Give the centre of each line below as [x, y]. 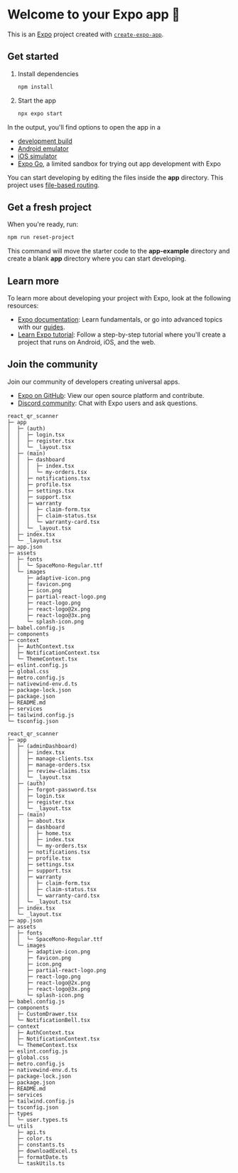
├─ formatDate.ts [43, 1157]
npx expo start [40, 113]
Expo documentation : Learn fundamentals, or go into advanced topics [120, 319]
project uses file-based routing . [54, 185]
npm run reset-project [41, 238]
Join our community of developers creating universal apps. [94, 382]
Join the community [53, 365]
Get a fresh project [50, 207]
